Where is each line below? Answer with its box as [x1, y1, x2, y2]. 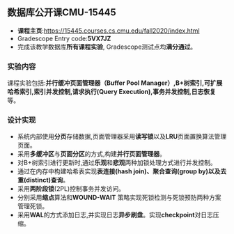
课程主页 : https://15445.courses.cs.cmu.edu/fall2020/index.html [17, 26, 200, 35]
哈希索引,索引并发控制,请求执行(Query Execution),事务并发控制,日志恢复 [7, 88, 216, 96]
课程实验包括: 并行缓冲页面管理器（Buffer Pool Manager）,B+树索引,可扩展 [7, 79, 223, 87]
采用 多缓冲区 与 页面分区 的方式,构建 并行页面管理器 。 [17, 150, 166, 158]
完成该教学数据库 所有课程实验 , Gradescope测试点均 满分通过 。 [17, 42, 197, 51]
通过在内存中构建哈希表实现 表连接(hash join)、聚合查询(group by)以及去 [17, 167, 227, 175]
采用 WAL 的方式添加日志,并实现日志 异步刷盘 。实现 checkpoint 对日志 [17, 211, 214, 219]
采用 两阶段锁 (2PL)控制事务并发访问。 [17, 185, 125, 193]
